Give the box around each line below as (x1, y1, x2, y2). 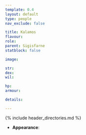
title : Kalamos (5, 30, 36, 35)
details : (5, 97, 23, 102)
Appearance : (12, 124, 40, 130)
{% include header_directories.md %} (5, 115, 82, 121)
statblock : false (5, 48, 41, 53)
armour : (5, 88, 21, 93)
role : (5, 39, 16, 44)
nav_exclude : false (5, 21, 45, 26)
